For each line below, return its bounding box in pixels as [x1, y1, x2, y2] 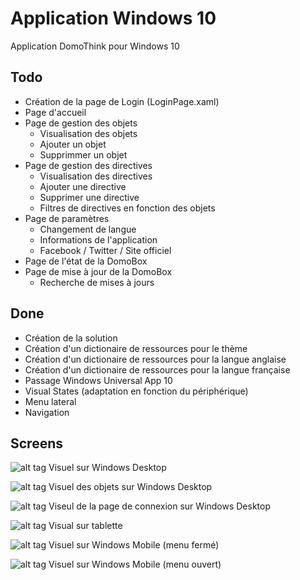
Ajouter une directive [39, 180, 127, 192]
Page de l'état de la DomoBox [24, 255, 148, 267]
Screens [10, 435, 63, 452]
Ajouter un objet [39, 138, 107, 150]
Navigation [24, 406, 70, 418]
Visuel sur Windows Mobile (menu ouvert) [48, 558, 222, 571]
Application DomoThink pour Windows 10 [10, 40, 180, 52]
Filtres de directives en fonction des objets [39, 202, 216, 214]
